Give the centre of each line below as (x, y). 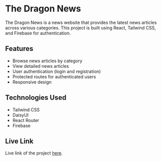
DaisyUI (20, 115)
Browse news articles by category (47, 61)
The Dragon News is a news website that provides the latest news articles (81, 22)
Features (19, 49)
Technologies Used (36, 98)
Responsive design (32, 82)
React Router (26, 120)
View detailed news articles (41, 66)
